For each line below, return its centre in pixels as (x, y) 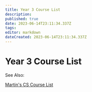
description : (18, 14)
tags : (11, 28)
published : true (22, 19)
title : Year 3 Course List (33, 10)
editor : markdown (23, 32)
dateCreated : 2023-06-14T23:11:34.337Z (46, 37)
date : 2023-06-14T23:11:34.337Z (38, 23)
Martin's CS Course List (29, 85)
